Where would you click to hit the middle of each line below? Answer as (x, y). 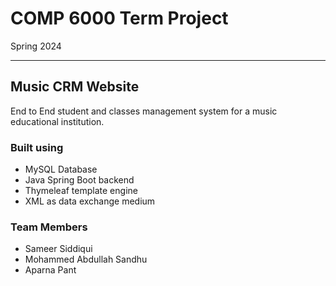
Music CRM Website (75, 87)
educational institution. (57, 121)
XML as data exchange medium (90, 201)
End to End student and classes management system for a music (144, 111)
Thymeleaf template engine (81, 191)
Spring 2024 (36, 46)
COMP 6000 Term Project (119, 18)
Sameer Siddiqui (58, 249)
